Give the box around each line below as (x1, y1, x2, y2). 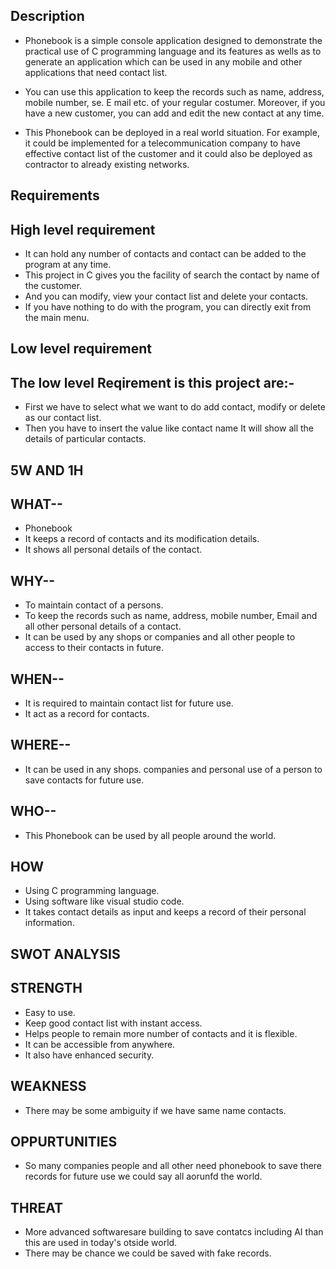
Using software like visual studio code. (24, 895, 185, 908)
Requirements (10, 187, 100, 204)
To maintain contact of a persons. (24, 599, 164, 611)
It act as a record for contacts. (24, 708, 150, 720)
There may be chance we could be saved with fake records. (24, 1247, 272, 1259)
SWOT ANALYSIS (10, 945, 121, 963)
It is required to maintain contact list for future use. (24, 697, 234, 709)
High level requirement (10, 221, 156, 238)
